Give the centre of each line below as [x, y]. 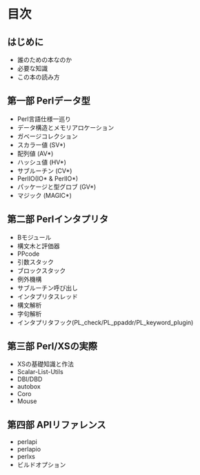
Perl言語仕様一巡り [44, 119]
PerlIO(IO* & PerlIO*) [48, 178]
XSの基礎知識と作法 [46, 364]
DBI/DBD [30, 379]
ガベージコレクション [47, 136]
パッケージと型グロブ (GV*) [57, 187]
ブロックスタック [41, 270]
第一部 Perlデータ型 [49, 101]
